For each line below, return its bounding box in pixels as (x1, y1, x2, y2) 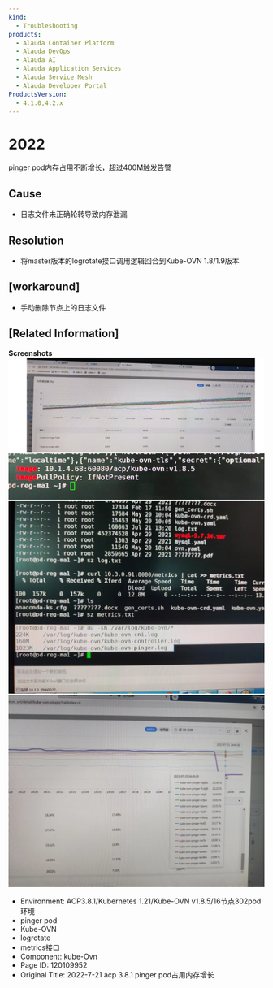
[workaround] (8, 280, 80, 294)
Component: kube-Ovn (19, 951, 97, 962)
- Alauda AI (15, 56, 57, 64)
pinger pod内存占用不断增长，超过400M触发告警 (8, 162, 172, 172)
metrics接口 (19, 942, 60, 952)
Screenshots (8, 348, 53, 357)
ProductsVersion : (8, 90, 67, 98)
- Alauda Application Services (15, 65, 122, 73)
